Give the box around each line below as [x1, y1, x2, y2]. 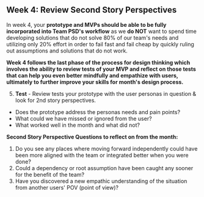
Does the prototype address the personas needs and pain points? [15, 108, 181, 115]
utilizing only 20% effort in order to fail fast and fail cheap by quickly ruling [6, 40, 194, 48]
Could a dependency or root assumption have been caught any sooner [15, 164, 194, 171]
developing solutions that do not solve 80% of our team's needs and [6, 34, 179, 41]
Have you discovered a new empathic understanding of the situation [15, 177, 188, 185]
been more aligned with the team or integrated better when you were [15, 151, 189, 159]
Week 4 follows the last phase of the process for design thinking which [6, 59, 191, 66]
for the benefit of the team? [15, 171, 84, 178]
